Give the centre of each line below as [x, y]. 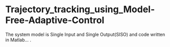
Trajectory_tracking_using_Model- [80, 9]
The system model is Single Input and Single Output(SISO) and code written [85, 34]
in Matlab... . [18, 40]
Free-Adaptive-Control [55, 20]
